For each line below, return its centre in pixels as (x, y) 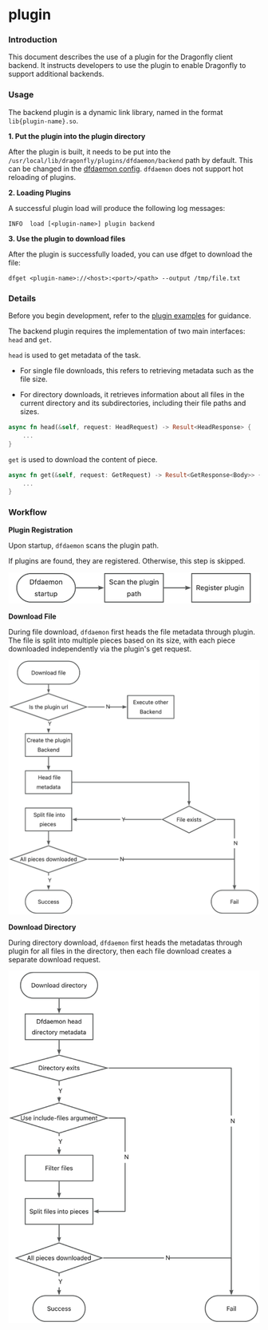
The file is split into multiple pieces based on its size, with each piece (122, 640)
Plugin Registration (41, 530)
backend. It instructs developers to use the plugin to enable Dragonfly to (127, 66)
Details (22, 298)
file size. (33, 379)
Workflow (28, 512)
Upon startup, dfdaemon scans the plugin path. (84, 545)
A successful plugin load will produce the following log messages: (117, 208)
